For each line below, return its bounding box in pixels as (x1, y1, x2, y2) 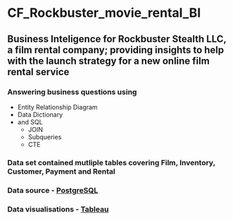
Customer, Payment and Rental (7, 167, 115, 176)
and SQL (17, 117, 44, 126)
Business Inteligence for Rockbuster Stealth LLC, (7, 33, 227, 45)
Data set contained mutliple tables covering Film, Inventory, (7, 157, 216, 167)
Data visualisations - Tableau (7, 204, 109, 214)
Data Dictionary (17, 110, 63, 119)
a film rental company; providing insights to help (7, 44, 225, 56)
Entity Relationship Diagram (17, 103, 98, 111)
